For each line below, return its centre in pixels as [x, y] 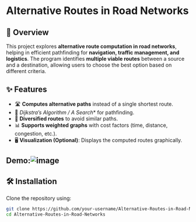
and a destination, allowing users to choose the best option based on [89, 65]
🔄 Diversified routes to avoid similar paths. [66, 119]
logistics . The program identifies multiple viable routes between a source [95, 59]
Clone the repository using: [39, 198]
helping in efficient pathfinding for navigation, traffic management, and [93, 53]
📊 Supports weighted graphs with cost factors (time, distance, [91, 125]
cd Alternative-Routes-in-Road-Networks [56, 214]
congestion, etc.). [36, 133]
